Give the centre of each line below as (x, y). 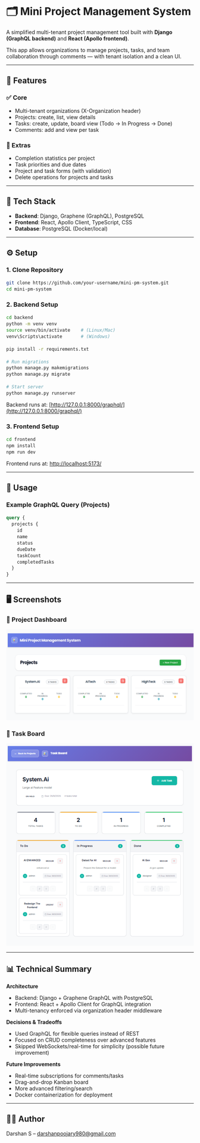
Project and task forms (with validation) (63, 171)
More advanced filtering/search (54, 1088)
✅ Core (17, 98)
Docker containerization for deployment (64, 1095)
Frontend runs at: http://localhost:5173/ (54, 464)
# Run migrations (28, 362)
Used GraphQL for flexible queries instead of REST (77, 1033)
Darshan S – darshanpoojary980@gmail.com (61, 1133)
